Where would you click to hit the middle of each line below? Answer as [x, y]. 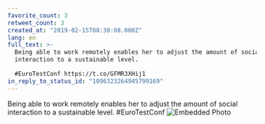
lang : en [22, 38]
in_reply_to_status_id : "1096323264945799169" [85, 81]
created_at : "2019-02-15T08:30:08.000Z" [75, 30]
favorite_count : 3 [38, 15]
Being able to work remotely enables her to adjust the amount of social [123, 103]
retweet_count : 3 [36, 23]
